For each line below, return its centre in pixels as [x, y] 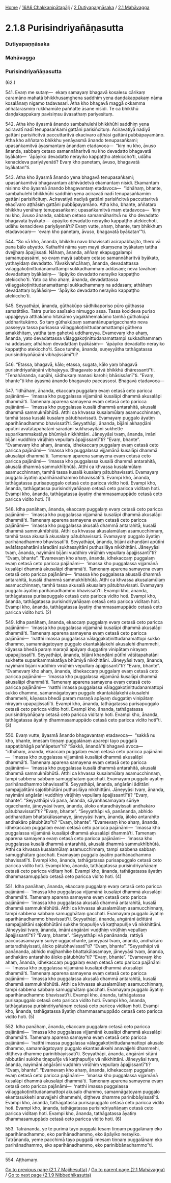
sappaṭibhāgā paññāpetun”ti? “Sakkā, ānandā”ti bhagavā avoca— [74, 746]
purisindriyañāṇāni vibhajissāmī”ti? [42, 355]
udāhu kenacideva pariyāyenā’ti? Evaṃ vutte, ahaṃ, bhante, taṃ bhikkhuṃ [84, 226]
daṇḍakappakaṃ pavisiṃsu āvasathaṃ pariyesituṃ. [60, 114]
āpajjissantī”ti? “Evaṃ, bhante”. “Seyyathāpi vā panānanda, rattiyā [74, 935]
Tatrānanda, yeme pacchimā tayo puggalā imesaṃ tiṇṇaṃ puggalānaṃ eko [84, 1140]
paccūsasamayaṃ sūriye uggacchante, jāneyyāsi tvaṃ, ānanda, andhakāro [84, 941]
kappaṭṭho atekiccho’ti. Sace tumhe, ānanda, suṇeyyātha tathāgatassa [79, 349]
